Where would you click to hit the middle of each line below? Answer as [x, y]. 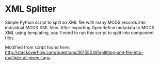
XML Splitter [31, 9]
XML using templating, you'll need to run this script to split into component [79, 32]
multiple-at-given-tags [28, 57]
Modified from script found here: [38, 47]
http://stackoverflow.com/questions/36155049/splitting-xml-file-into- [74, 52]
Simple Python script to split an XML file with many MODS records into [75, 22]
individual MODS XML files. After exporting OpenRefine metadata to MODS [80, 27]
